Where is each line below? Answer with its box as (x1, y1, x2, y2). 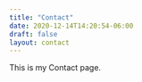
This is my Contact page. (9, 62, 101, 73)
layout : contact (9, 37, 70, 47)
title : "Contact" (9, 12, 74, 22)
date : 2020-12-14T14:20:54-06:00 (9, 21, 134, 30)
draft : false (9, 29, 58, 38)
